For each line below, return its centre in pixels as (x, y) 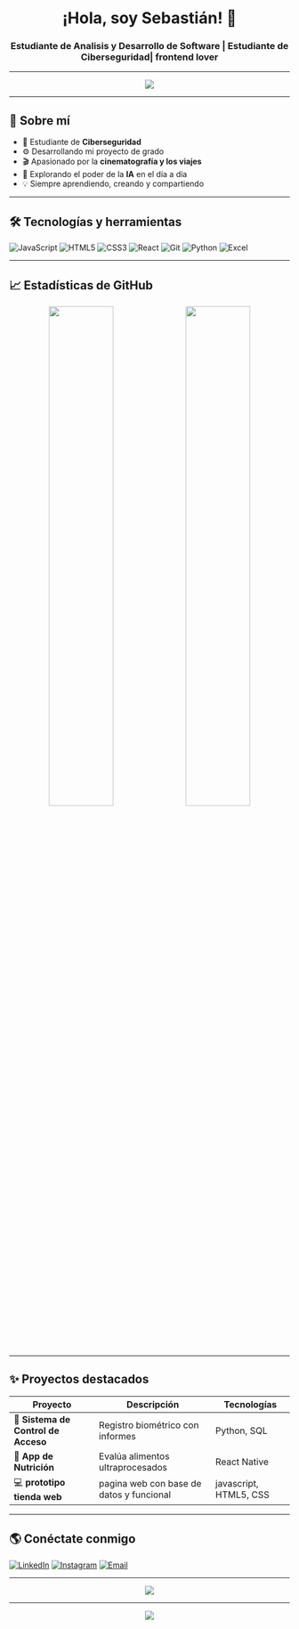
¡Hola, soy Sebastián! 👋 (149, 18)
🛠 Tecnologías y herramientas (96, 222)
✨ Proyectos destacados (79, 1379)
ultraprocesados (133, 1467)
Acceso (30, 1441)
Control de (36, 1430)
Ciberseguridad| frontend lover (149, 57)
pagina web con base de (150, 1484)
